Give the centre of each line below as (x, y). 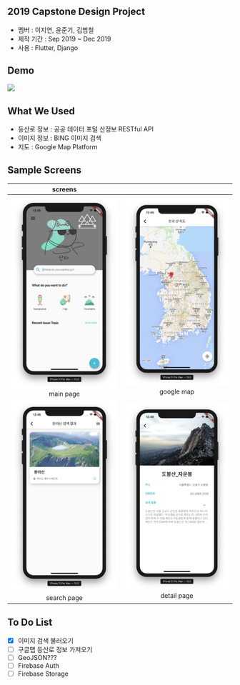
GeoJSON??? (37, 657)
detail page (177, 596)
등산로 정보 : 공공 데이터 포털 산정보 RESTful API (86, 129)
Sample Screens (45, 170)
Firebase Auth (38, 665)
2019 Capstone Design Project (76, 12)
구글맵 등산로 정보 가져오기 (55, 649)
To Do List (30, 622)
